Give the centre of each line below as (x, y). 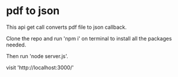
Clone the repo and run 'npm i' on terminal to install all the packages (89, 38)
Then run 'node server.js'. (37, 56)
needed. (16, 45)
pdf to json (33, 11)
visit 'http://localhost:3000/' (40, 67)
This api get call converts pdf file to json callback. (66, 27)
